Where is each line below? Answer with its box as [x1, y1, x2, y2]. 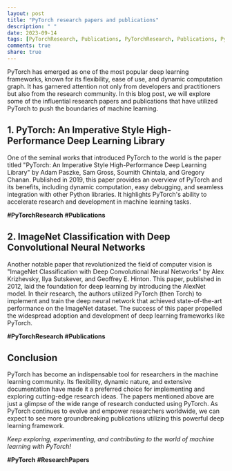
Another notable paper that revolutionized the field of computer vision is [7, 260, 213, 268]
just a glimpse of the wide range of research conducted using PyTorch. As [7, 400, 219, 408]
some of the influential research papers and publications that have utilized [7, 97, 218, 105]
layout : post [7, 10, 45, 17]
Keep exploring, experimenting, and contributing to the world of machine [7, 435, 215, 443]
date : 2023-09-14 [7, 29, 57, 37]
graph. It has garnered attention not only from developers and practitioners [7, 82, 221, 90]
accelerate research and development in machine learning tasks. [7, 198, 191, 206]
